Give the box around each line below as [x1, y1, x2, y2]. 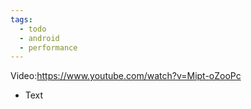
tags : [10, 14, 33, 25]
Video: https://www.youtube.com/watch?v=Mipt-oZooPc [10, 70, 242, 82]
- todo [19, 24, 47, 34]
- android [19, 33, 60, 43]
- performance [19, 42, 78, 53]
